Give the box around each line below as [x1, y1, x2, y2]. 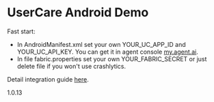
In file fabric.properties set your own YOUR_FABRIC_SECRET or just [16, 54, 207, 63]
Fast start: [7, 27, 36, 35]
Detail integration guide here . [7, 75, 89, 83]
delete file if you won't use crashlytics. [16, 62, 126, 70]
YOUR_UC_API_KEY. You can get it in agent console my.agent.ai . [16, 48, 198, 56]
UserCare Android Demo [7, 5, 149, 20]
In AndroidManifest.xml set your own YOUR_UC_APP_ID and [16, 40, 186, 48]
